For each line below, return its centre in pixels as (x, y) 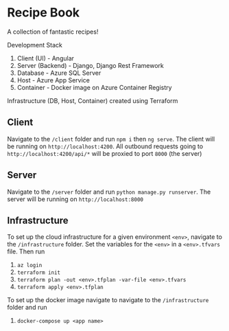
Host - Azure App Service (53, 80)
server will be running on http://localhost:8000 (75, 199)
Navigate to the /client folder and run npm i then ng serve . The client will (111, 139)
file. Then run (26, 251)
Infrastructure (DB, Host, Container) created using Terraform (93, 100)
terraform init (39, 273)
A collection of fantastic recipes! (53, 32)
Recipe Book (44, 13)
